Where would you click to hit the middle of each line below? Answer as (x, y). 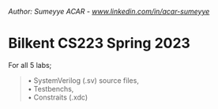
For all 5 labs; (30, 65)
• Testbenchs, (51, 88)
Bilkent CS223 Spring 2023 (100, 43)
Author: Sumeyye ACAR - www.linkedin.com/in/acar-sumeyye (109, 11)
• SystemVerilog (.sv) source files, (83, 80)
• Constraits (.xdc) (58, 97)
